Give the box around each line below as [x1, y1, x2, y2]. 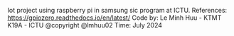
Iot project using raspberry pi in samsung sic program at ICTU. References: [7, 6, 228, 14]
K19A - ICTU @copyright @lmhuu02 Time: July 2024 [7, 21, 162, 29]
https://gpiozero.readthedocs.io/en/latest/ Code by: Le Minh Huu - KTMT [7, 13, 222, 22]
